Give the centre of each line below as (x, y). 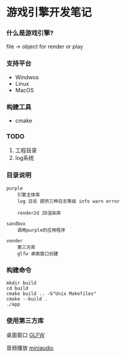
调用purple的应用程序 (41, 230)
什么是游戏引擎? (30, 33)
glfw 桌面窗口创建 (38, 254)
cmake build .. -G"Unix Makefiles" (51, 293)
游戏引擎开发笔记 (49, 12)
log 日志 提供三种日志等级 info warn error (68, 201)
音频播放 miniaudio (30, 348)
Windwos (27, 77)
